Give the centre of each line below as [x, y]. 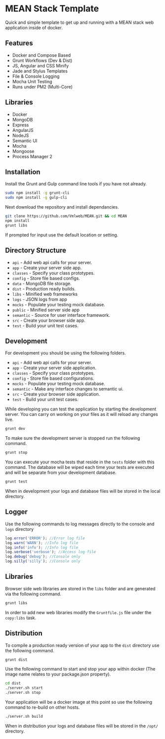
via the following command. [33, 594]
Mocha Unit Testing [32, 81]
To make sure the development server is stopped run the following [73, 438]
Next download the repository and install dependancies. [62, 207]
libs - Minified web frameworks [45, 294]
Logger [17, 512]
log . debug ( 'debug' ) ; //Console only [43, 557]
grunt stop [16, 453]
